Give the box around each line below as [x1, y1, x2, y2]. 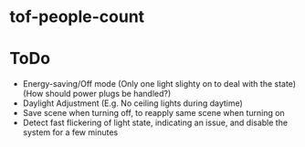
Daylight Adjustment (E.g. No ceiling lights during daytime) [22, 98, 244, 109]
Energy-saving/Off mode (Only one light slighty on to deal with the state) [22, 79, 297, 89]
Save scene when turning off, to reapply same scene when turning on [22, 108, 285, 119]
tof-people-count [9, 6, 145, 27]
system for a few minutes [22, 127, 119, 138]
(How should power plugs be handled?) [22, 89, 172, 100]
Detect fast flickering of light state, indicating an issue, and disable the [22, 117, 289, 129]
